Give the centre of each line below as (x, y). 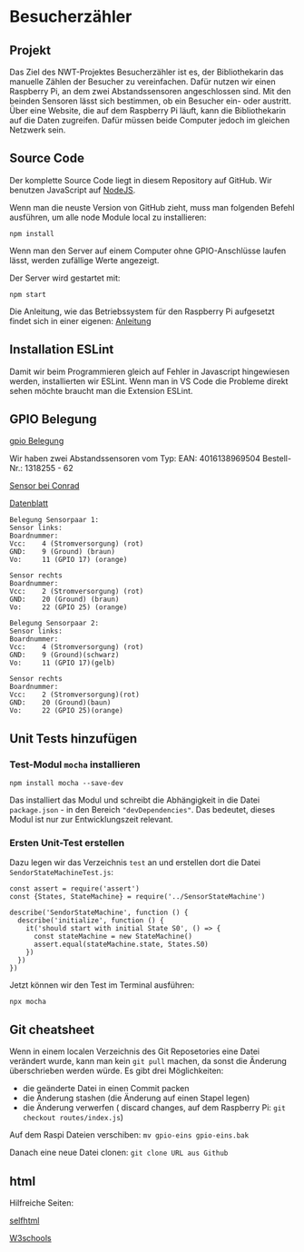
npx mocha (28, 1002)
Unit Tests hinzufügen (74, 739)
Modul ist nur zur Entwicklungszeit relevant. (92, 820)
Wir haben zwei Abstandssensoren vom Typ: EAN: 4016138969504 (135, 458)
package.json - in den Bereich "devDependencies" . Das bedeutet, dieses (142, 810)
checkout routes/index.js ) (73, 1118)
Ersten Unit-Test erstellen (67, 843)
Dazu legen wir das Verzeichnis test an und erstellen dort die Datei (135, 863)
